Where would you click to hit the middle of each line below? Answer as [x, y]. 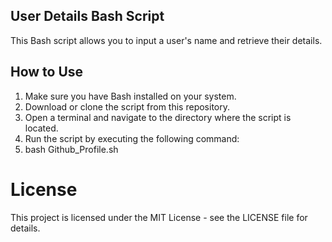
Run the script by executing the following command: [132, 138]
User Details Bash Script [87, 16]
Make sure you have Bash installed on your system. [130, 96]
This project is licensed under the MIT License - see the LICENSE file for [159, 217]
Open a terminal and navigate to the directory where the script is [158, 117]
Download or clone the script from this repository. [127, 106]
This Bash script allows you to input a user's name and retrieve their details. [166, 40]
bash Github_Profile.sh [71, 149]
